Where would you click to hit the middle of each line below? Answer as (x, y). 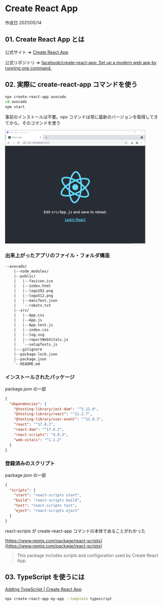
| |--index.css (31, 330)
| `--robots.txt (32, 305)
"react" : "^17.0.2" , (35, 424)
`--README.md (27, 364)
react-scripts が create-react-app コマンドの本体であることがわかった (75, 531)
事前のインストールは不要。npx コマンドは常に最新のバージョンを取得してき (81, 117)
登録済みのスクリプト (30, 464)
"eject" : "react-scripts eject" (46, 511)
